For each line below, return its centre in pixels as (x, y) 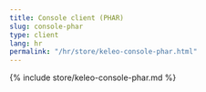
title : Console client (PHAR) (67, 18)
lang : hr (26, 43)
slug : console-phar (46, 26)
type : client (34, 35)
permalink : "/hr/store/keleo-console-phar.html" (103, 52)
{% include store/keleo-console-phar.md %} (93, 77)
